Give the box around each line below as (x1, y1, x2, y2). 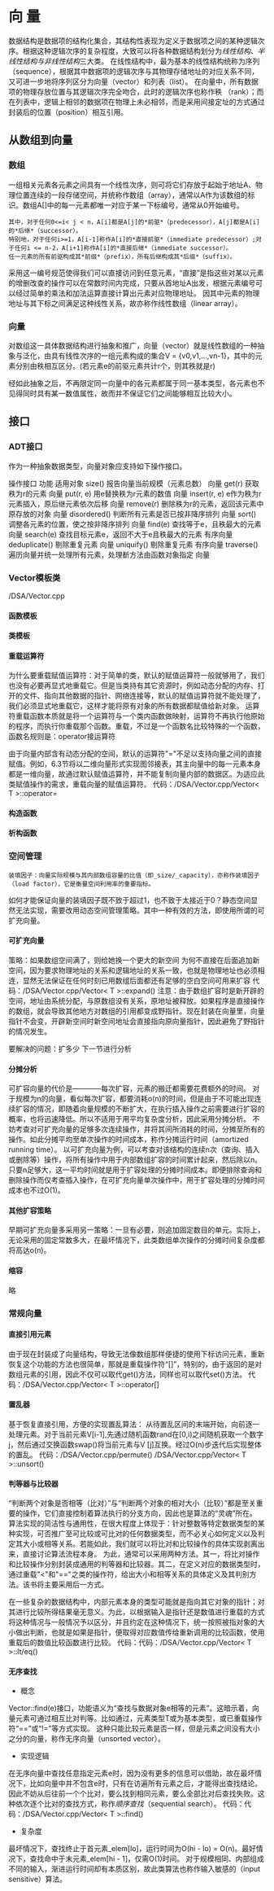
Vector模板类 (8, 571, 61, 583)
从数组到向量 (8, 134, 73, 147)
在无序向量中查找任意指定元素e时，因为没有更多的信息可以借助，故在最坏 (8, 1768, 255, 1779)
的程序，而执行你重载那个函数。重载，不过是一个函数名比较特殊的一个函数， (8, 721, 265, 731)
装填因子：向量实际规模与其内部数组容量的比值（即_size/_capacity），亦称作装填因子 (8, 871, 260, 879)
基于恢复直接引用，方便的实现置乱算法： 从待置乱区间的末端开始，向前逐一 (8, 1419, 260, 1429)
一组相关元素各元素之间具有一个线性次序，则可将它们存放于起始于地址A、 (8, 180, 256, 190)
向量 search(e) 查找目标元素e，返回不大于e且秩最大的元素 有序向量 (8, 529, 233, 539)
